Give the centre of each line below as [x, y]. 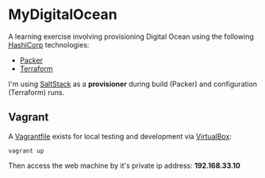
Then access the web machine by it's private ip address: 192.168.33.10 [124, 165]
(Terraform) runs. [36, 92]
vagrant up [26, 151]
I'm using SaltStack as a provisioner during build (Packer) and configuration [133, 84]
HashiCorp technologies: [49, 44]
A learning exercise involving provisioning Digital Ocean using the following [131, 36]
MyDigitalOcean [63, 15]
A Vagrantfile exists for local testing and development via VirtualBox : [120, 136]
